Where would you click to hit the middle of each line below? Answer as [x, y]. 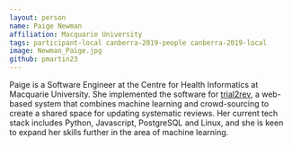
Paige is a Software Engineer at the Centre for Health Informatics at [134, 85]
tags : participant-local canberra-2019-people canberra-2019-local [138, 43]
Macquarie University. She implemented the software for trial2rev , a [135, 94]
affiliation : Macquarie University [76, 34]
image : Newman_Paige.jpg [56, 51]
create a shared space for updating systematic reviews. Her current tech [144, 113]
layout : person [38, 17]
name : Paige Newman [46, 26]
